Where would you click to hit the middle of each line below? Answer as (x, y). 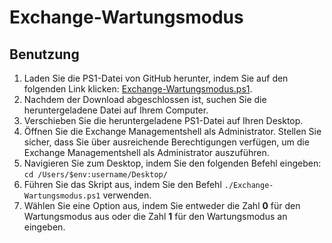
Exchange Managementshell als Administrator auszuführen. (146, 152)
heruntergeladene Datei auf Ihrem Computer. (116, 110)
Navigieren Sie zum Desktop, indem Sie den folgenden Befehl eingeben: (172, 163)
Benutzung (44, 54)
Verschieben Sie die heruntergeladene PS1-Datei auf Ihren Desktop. (163, 120)
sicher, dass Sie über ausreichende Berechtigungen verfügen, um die (166, 142)
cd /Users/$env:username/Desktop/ (95, 175)
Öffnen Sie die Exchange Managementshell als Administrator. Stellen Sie (172, 131)
